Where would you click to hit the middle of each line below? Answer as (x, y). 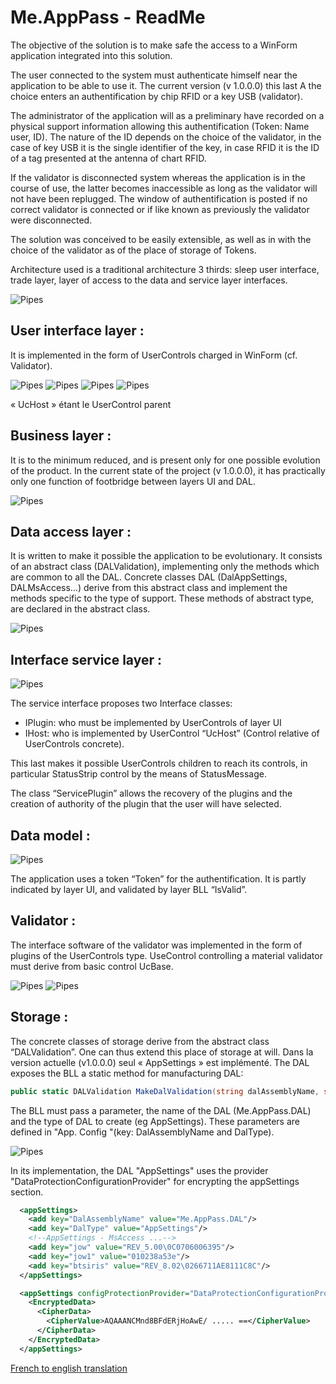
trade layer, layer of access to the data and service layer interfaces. (149, 280)
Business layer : (61, 436)
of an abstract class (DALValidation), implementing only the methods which (165, 567)
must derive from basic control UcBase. (92, 966)
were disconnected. (51, 220)
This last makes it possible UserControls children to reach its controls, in (159, 763)
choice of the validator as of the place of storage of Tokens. (133, 250)
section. (27, 1192)
